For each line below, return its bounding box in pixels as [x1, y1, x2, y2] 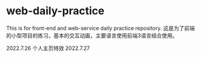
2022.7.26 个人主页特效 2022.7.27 [6, 45, 90, 52]
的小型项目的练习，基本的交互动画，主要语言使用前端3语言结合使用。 [6, 31, 178, 39]
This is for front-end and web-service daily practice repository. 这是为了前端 [6, 24, 195, 31]
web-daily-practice [6, 4, 105, 18]
